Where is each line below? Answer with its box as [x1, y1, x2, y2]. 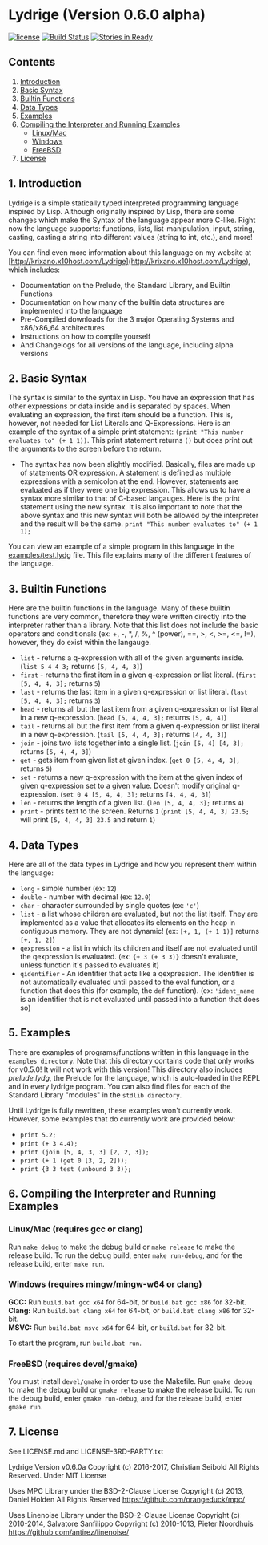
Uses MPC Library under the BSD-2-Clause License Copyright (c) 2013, [8, 1486, 244, 1495]
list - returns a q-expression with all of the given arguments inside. [19, 653, 244, 663]
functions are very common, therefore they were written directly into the [8, 612, 246, 622]
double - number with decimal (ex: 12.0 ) [19, 892, 152, 902]
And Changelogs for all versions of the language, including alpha [19, 339, 234, 350]
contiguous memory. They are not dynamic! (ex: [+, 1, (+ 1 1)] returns [19, 927, 260, 935]
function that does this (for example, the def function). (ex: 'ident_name [19, 986, 254, 996]
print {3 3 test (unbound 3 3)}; [19, 1165, 132, 1173]
